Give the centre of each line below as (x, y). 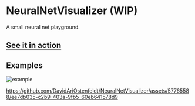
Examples (24, 65)
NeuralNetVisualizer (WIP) (72, 11)
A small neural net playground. (43, 27)
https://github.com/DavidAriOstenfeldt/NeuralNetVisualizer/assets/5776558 (98, 91)
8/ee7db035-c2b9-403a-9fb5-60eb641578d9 (62, 97)
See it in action (34, 45)
